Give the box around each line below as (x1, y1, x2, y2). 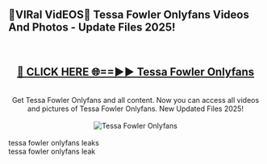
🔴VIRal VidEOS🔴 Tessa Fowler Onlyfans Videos (8, 8, 250, 22)
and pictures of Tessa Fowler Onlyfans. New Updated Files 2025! (27, 104, 244, 113)
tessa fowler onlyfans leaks (8, 137, 99, 147)
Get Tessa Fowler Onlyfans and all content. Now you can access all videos (11, 95, 260, 105)
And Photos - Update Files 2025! (8, 21, 176, 35)
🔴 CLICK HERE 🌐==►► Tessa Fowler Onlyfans (16, 65, 255, 79)
